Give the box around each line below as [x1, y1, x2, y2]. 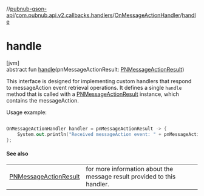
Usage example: [6, 109, 47, 116]
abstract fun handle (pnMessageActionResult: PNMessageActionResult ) [6, 66, 185, 73]
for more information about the [86, 164, 174, 173]
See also [6, 150, 29, 157]
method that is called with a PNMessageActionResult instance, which [6, 90, 179, 98]
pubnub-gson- [10, 5, 47, 12]
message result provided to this [86, 172, 176, 181]
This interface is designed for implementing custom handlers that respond [6, 77, 192, 84]
